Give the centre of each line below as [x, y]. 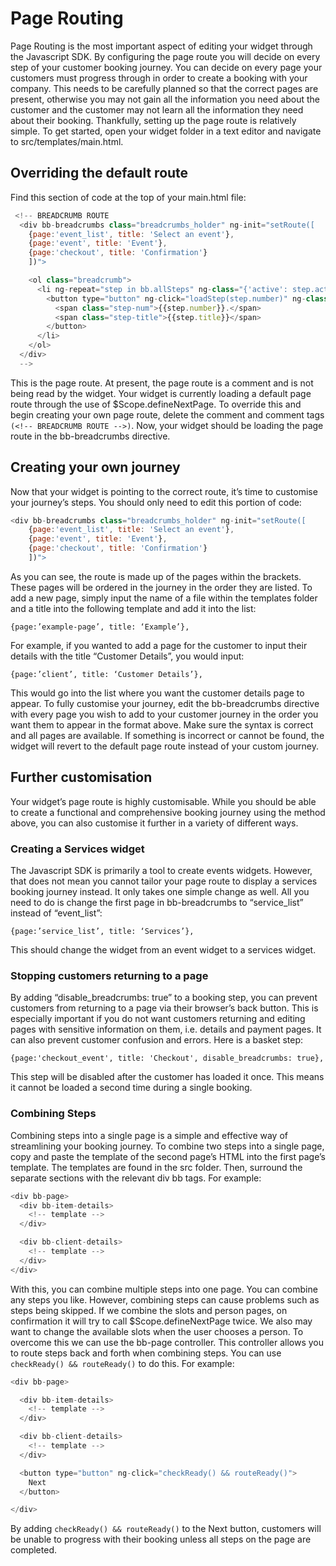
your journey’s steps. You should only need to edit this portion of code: [156, 502]
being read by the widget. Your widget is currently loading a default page [161, 393]
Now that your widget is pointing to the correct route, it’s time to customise [164, 491]
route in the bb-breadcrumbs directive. [90, 436]
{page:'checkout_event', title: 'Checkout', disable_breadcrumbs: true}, [167, 1058]
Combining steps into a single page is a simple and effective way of [149, 1135]
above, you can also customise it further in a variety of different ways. [154, 823]
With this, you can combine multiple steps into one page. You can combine [164, 1289]
